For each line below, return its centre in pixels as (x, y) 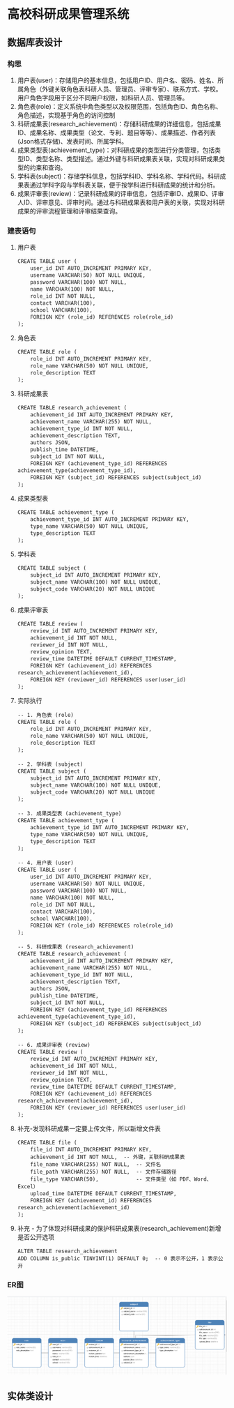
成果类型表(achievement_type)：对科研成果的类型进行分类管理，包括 (116, 150)
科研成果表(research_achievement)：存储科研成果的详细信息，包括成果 (119, 123)
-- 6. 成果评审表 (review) (54, 1045)
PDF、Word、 (196, 1179)
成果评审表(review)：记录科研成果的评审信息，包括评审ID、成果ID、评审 (120, 193)
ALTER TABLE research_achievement (67, 1251)
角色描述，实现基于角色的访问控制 (66, 115)
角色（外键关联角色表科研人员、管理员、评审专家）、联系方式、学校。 (123, 89)
